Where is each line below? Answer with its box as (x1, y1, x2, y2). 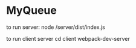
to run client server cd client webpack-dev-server (6, 35, 130, 42)
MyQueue (6, 4, 57, 17)
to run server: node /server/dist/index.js (6, 23, 106, 31)
